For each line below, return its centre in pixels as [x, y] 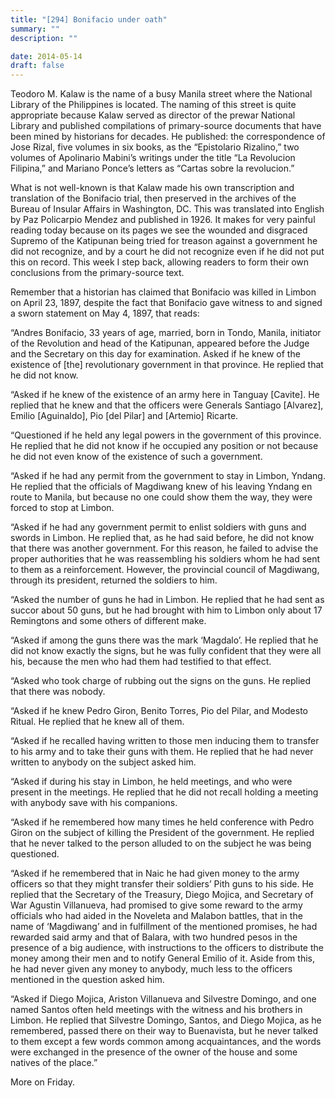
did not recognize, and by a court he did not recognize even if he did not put [167, 252]
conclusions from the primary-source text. [97, 273]
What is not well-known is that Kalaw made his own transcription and [152, 188]
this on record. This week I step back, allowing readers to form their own [160, 262]
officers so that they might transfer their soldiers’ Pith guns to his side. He [162, 884]
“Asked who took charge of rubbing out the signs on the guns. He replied [161, 681]
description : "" [44, 38]
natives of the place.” [54, 1063]
